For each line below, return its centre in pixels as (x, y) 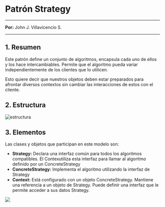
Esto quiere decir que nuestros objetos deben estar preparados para (74, 79)
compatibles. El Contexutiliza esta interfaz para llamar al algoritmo (79, 159)
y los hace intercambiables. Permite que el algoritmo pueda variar (72, 64)
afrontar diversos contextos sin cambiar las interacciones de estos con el (79, 84)
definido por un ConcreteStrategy (46, 164)
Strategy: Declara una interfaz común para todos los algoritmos (77, 154)
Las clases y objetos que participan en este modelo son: (62, 144)
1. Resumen (23, 47)
